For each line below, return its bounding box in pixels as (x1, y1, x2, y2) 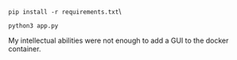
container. (8, 44, 41, 54)
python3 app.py (8, 22, 59, 30)
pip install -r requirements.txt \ (8, 7, 122, 16)
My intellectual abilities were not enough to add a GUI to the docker (8, 36, 229, 45)
